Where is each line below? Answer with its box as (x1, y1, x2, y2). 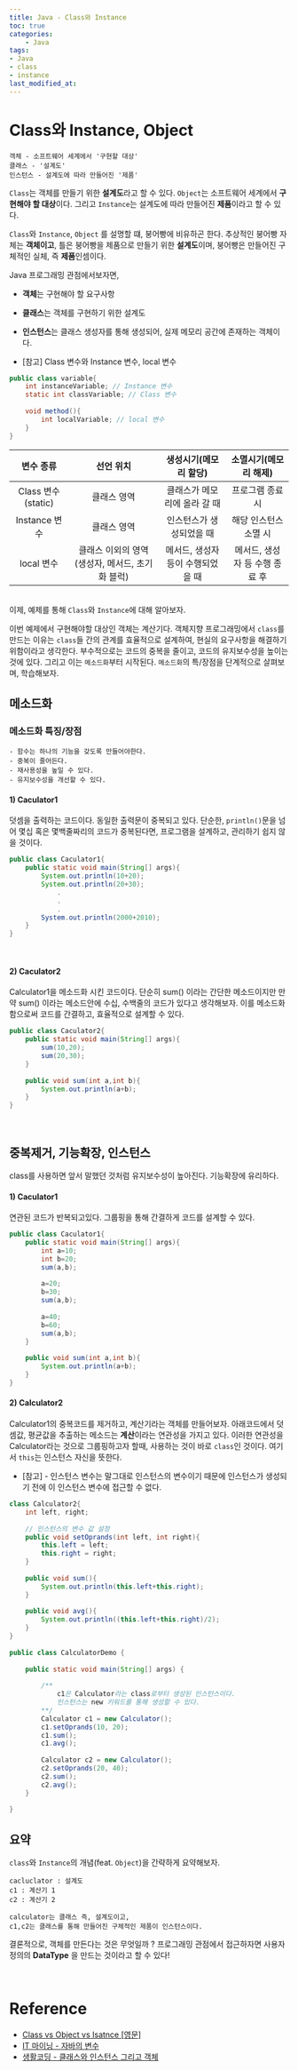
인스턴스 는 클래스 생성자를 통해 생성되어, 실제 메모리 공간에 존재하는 (21, 326, 257, 337)
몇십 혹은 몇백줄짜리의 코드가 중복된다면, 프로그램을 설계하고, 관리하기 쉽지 (18, 826, 277, 837)
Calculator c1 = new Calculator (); (41, 1714, 173, 1724)
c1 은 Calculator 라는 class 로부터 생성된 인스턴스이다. (56, 1690, 236, 1699)
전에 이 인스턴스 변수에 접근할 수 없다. (31, 1482, 162, 1493)
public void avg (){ (25, 1607, 98, 1616)
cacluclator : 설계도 (9, 1876, 84, 1886)
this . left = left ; (41, 1541, 109, 1550)
